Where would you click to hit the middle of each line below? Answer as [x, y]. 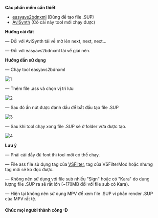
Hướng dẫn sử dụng [25, 60]
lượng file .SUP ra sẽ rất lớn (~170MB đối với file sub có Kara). [67, 184]
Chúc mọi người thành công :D [36, 210]
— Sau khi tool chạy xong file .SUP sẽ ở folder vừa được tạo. [66, 126]
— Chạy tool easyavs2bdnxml [35, 69]
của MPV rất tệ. [21, 199]
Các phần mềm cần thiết [30, 8]
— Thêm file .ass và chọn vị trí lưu [39, 88]
